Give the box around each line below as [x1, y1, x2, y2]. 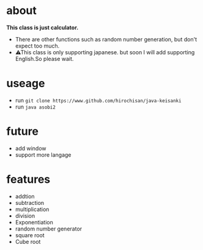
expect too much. [15, 42, 60, 49]
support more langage [15, 151, 72, 159]
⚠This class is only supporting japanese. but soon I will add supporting [15, 48, 195, 55]
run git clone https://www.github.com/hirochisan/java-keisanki [15, 96, 182, 104]
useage [6, 77, 45, 90]
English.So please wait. [15, 55, 74, 62]
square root [15, 231, 45, 238]
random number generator [15, 225, 83, 232]
